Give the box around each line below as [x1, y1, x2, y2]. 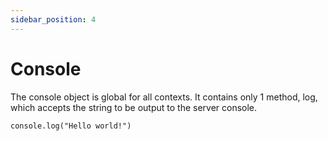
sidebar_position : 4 [10, 14, 97, 25]
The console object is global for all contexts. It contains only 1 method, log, [10, 91, 318, 103]
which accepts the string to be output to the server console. [10, 101, 258, 113]
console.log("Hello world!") [10, 121, 132, 131]
